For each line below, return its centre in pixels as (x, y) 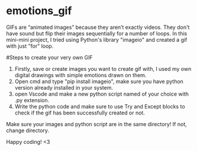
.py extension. (32, 100)
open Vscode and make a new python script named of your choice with (102, 94)
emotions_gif (39, 11)
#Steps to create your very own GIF (49, 57)
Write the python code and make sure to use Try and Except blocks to (100, 106)
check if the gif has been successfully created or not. (80, 113)
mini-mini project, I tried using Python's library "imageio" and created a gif (97, 40)
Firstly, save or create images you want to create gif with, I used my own (103, 68)
